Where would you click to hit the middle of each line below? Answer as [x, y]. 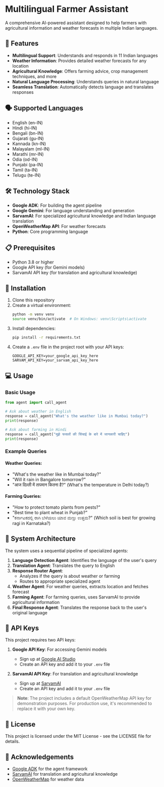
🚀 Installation [26, 288]
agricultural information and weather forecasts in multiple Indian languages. [82, 28]
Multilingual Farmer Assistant [67, 9]
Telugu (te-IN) [26, 175]
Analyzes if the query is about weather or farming [70, 576]
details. [13, 742]
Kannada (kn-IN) [29, 144]
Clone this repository [33, 300]
